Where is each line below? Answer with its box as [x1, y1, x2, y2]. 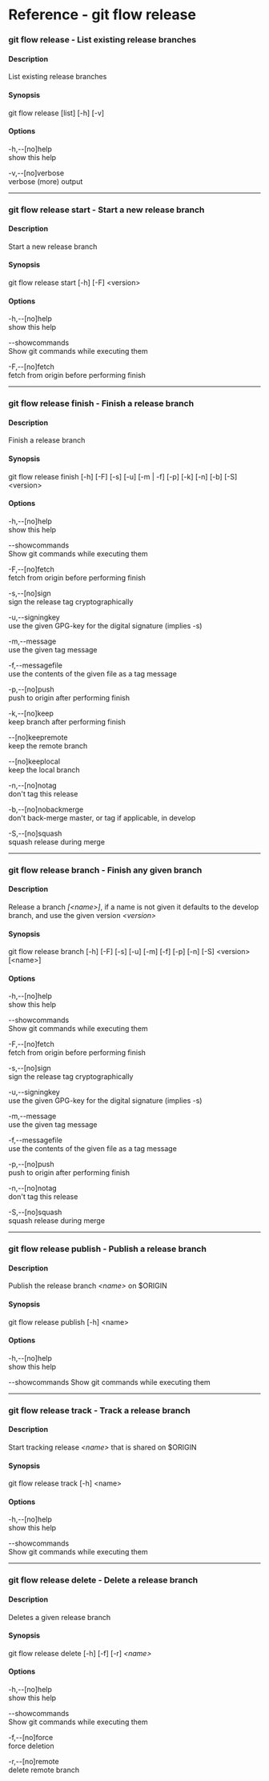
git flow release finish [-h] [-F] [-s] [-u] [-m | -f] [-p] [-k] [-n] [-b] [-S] [8, 471, 238, 481]
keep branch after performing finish [8, 716, 126, 726]
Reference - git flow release [8, 6, 196, 24]
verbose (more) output [8, 176, 83, 186]
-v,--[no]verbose [8, 168, 65, 178]
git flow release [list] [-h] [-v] [8, 108, 105, 118]
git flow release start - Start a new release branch [8, 204, 205, 215]
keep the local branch [8, 764, 80, 774]
